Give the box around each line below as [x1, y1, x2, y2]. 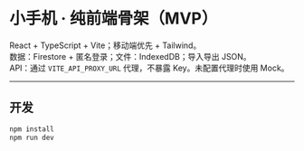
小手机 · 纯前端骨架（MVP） [9, 8, 218, 29]
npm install [9, 124, 54, 134]
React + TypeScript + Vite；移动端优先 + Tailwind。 [9, 40, 202, 51]
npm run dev [9, 133, 54, 142]
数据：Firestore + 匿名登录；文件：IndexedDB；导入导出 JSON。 [9, 51, 252, 61]
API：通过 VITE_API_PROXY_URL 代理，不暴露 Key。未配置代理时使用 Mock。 [9, 62, 290, 73]
